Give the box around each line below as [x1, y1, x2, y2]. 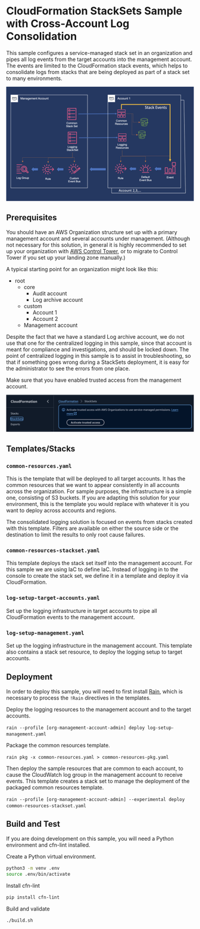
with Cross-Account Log [6, 17, 130, 30]
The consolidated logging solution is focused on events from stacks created [6, 519, 192, 525]
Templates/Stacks [6, 443, 76, 453]
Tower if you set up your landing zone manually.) [6, 254, 126, 261]
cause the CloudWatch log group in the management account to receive [6, 771, 183, 778]
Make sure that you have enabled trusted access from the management [6, 376, 182, 384]
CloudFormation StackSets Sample [6, 4, 183, 18]
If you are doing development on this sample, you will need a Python [6, 835, 174, 842]
